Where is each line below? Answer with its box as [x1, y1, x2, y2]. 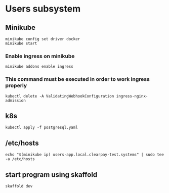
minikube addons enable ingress [5, 64, 73, 69]
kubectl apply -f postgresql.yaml [5, 125, 78, 130]
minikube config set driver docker [5, 36, 80, 41]
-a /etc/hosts [5, 157, 35, 162]
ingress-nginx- [116, 93, 148, 99]
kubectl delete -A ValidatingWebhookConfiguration [5, 93, 114, 99]
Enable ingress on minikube [5, 53, 75, 60]
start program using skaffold [5, 170, 98, 179]
